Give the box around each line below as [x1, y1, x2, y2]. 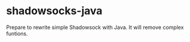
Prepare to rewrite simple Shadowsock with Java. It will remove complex [6, 24, 184, 31]
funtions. [6, 30, 28, 37]
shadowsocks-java [6, 4, 103, 18]
